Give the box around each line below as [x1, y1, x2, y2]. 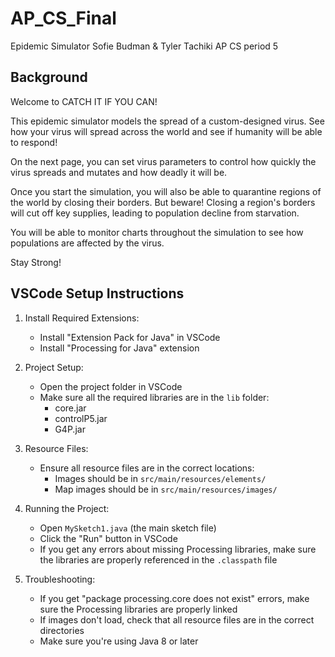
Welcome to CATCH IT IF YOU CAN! [10, 95, 158, 107]
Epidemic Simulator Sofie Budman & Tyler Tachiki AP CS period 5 [10, 40, 279, 52]
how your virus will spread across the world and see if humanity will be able [10, 125, 323, 137]
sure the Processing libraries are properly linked [39, 603, 238, 615]
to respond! [10, 136, 58, 148]
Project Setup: [24, 361, 84, 373]
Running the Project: [24, 502, 110, 514]
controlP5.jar [54, 412, 108, 424]
